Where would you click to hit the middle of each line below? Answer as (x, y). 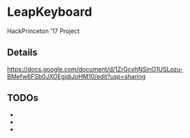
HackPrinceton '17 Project (43, 31)
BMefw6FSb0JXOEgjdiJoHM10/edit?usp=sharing (76, 76)
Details (22, 53)
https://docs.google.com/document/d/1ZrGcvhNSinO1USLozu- (95, 69)
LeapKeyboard (50, 12)
